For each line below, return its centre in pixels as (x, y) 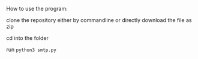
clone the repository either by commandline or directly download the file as (99, 20)
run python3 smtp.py (31, 49)
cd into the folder (28, 38)
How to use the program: (37, 9)
